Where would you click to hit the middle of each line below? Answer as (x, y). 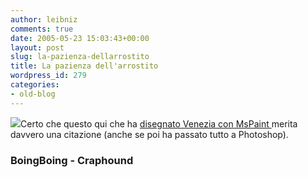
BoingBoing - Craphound (72, 160)
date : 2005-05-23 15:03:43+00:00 (80, 38)
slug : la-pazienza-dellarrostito (80, 57)
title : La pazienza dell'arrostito (84, 66)
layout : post (37, 47)
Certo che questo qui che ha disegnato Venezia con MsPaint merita (159, 123)
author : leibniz (44, 19)
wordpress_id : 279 (48, 76)
